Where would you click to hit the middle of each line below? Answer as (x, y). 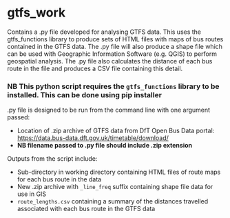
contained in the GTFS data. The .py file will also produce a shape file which (115, 46)
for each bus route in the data (59, 179)
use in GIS (32, 194)
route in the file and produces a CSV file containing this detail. (95, 68)
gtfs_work (36, 13)
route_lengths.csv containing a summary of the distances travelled (113, 201)
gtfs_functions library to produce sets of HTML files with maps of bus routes (115, 39)
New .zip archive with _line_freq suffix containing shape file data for (115, 187)
